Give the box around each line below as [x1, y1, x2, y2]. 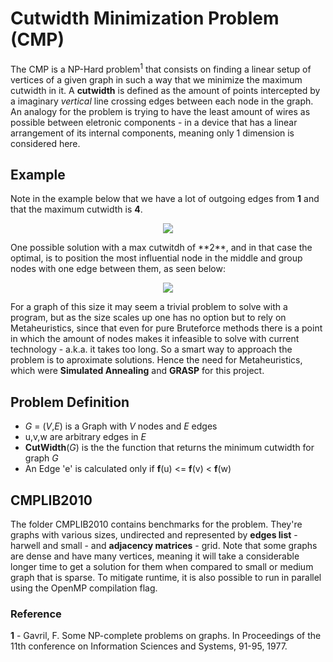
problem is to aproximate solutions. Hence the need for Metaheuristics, [10, 354, 303, 366]
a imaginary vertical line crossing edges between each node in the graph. [10, 95, 314, 107]
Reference [10, 607, 62, 621]
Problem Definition [10, 393, 130, 411]
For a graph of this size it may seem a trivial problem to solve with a [10, 301, 288, 313]
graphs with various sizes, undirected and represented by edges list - [10, 529, 298, 541]
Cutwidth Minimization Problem [10, 7, 280, 30]
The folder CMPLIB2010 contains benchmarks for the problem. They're [10, 518, 303, 531]
